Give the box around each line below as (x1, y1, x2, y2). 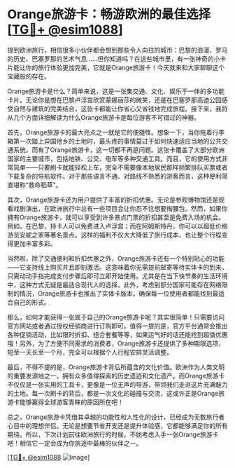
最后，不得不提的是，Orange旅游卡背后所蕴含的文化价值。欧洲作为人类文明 (7, 362, 225, 371)
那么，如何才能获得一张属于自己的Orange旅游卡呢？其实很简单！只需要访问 (7, 312, 225, 321)
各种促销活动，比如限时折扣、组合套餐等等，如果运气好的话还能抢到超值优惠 (7, 330, 228, 338)
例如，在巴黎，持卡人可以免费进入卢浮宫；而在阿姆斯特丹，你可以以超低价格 (7, 221, 228, 230)
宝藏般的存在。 (7, 71, 50, 81)
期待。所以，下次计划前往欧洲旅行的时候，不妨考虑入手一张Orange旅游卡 (7, 430, 219, 439)
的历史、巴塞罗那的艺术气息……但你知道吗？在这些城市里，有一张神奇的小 (7, 54, 220, 63)
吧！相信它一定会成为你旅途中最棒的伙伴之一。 (7, 439, 142, 447)
